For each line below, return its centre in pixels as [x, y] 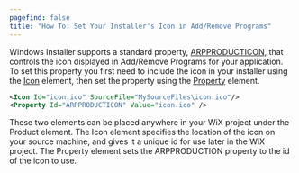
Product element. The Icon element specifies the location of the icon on [142, 132]
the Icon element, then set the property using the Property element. [135, 80]
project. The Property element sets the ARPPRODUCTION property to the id [149, 151]
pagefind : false [40, 18]
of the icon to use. [43, 161]
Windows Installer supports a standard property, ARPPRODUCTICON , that [146, 51]
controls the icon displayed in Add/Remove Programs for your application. [146, 61]
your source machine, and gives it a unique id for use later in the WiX [137, 141]
